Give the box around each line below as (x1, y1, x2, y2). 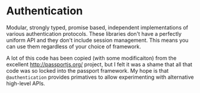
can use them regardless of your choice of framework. (6, 43, 141, 50)
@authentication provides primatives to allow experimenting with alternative (6, 73, 194, 80)
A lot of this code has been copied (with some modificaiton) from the (6, 54, 177, 61)
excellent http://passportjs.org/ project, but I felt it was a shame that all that (6, 61, 193, 68)
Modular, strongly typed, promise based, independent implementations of (6, 24, 189, 31)
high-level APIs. (6, 79, 46, 87)
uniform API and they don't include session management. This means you (6, 36, 189, 44)
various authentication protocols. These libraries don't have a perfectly (6, 30, 182, 37)
